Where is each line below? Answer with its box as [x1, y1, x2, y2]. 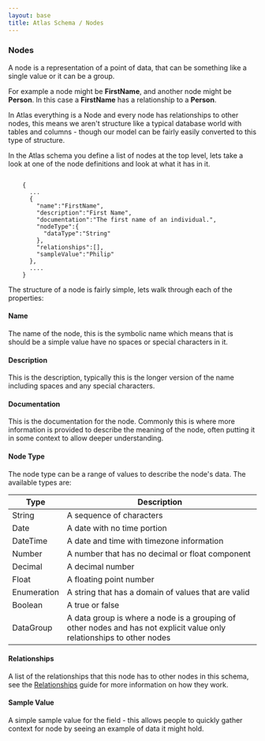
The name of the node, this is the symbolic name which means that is [8, 329, 234, 338]
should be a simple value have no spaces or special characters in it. [8, 337, 229, 346]
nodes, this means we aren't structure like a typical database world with [8, 118, 242, 128]
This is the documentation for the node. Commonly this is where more [8, 417, 235, 426]
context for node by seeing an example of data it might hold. [8, 724, 204, 734]
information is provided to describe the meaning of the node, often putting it [8, 425, 256, 435]
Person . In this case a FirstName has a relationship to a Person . [8, 95, 217, 104]
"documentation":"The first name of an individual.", [36, 215, 217, 223]
